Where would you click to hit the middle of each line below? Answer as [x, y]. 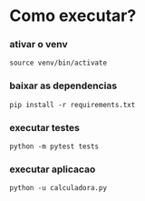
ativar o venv [39, 45]
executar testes [44, 127]
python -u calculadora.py [58, 188]
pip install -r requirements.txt [72, 105]
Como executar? [73, 16]
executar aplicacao [53, 169]
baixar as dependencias [63, 85]
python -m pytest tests [54, 146]
